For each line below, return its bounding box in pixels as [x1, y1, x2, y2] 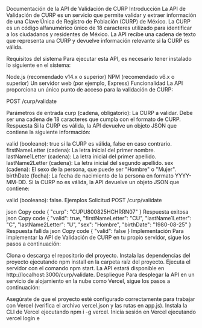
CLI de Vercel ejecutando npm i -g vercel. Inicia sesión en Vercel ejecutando [6, 308, 196, 315]
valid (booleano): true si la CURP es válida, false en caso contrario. [6, 140, 172, 147]
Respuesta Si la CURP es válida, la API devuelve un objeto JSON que [6, 122, 177, 129]
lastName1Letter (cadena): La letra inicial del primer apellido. [6, 153, 157, 160]
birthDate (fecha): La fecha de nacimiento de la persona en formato [6, 172, 174, 179]
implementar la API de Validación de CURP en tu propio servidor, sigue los [6, 234, 191, 241]
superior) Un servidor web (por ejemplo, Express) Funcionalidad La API [6, 79, 183, 87]
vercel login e [6, 315, 40, 321]
